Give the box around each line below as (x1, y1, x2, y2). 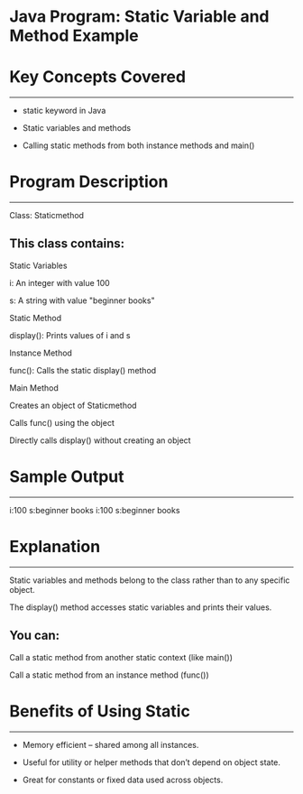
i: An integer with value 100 (9, 277, 110, 288)
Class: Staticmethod (9, 210, 84, 221)
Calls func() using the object (9, 417, 115, 428)
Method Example (9, 25, 139, 46)
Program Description (9, 171, 169, 192)
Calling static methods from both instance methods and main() (22, 140, 255, 151)
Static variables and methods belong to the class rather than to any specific (9, 575, 290, 586)
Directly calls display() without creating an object (9, 435, 191, 446)
